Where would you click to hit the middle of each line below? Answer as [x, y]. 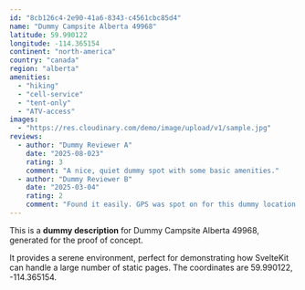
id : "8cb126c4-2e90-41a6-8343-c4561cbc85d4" [95, 18]
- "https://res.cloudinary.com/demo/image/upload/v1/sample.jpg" [145, 129]
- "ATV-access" [47, 111]
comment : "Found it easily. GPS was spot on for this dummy [142, 205]
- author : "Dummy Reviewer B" [75, 179]
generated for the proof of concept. [76, 240]
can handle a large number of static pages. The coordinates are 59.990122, [152, 267]
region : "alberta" [44, 69]
